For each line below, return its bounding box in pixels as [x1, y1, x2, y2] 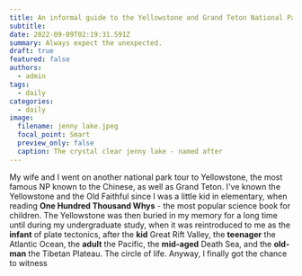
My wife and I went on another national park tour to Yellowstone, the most [9, 172, 283, 183]
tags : [9, 80, 30, 89]
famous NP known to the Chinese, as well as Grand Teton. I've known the [9, 181, 281, 191]
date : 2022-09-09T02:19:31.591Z [9, 30, 130, 39]
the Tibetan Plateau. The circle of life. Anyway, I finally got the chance [28, 248, 288, 259]
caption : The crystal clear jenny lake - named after [17, 147, 223, 156]
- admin [17, 72, 47, 81]
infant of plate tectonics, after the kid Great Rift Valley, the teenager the [9, 228, 276, 239]
